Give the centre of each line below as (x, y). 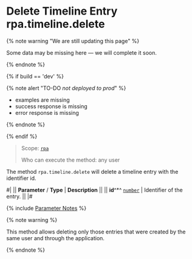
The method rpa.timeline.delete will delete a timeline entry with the (92, 171)
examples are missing (42, 100)
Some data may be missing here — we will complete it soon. (81, 52)
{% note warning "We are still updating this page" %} (73, 41)
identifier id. (21, 178)
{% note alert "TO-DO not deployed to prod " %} (66, 88)
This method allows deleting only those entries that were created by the (96, 232)
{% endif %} (22, 136)
